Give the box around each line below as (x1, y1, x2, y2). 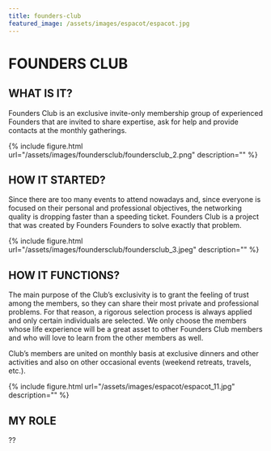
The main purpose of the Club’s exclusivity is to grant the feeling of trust (8, 290, 249, 300)
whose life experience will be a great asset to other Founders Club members (8, 324, 263, 334)
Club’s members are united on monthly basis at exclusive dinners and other (8, 349, 259, 359)
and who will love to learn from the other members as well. (8, 333, 204, 343)
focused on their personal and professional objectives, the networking (8, 204, 243, 213)
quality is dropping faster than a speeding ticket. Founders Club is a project (8, 212, 260, 221)
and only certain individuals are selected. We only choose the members (8, 316, 247, 325)
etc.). (8, 366, 26, 376)
